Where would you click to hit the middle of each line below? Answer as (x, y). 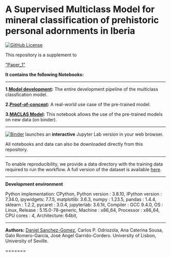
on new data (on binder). (31, 119)
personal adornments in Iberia (70, 31)
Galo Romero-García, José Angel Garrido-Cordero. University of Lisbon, (81, 235)
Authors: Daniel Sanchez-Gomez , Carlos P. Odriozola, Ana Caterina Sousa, (84, 230)
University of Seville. (27, 241)
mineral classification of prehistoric (82, 20)
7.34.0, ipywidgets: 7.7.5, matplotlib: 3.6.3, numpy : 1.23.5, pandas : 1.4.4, (81, 199)
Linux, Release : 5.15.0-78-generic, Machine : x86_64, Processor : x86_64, (83, 210)
